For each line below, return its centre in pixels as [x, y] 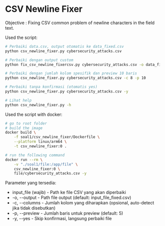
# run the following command [35, 155]
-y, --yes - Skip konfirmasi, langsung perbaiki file [62, 219]
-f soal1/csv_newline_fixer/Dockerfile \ [57, 137]
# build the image [24, 128]
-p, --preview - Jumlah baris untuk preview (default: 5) [68, 213]
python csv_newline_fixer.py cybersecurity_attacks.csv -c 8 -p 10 [76, 78]
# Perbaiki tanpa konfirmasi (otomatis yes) [51, 87]
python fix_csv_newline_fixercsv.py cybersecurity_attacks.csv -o [74, 65]
